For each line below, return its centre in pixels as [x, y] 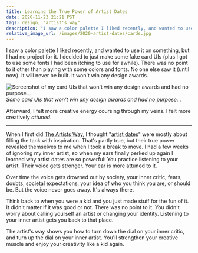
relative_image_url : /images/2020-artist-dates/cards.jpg [79, 34]
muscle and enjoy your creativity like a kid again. [65, 244]
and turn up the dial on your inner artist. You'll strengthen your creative [92, 238]
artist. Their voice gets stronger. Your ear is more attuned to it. [82, 166]
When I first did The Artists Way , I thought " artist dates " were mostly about [97, 134]
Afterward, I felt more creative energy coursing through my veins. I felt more [98, 111]
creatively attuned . [29, 117]
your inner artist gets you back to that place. [60, 220]
